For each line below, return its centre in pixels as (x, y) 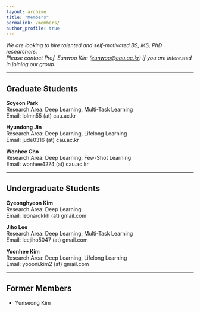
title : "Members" (28, 17)
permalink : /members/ (33, 23)
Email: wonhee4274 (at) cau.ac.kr (48, 164)
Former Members (39, 288)
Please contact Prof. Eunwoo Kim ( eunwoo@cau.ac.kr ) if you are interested (99, 58)
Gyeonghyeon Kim (30, 203)
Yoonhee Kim (23, 251)
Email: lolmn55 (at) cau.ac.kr (41, 116)
